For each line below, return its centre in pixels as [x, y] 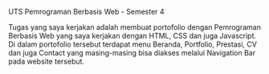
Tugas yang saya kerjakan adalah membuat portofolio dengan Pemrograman [134, 27]
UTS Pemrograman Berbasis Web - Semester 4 [86, 12]
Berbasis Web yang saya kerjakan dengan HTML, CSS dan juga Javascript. [132, 36]
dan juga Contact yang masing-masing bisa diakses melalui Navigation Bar [132, 53]
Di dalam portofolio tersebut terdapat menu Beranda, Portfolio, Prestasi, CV [132, 44]
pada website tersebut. [47, 61]
